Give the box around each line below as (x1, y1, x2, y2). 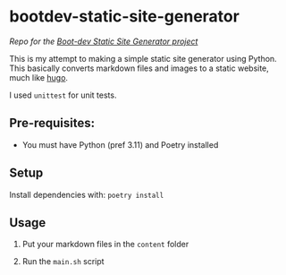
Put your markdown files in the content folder (21, 239, 189, 250)
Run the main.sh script (21, 256, 105, 267)
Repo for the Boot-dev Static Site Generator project (9, 36, 198, 47)
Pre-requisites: (9, 116, 96, 131)
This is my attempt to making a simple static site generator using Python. (9, 53, 277, 64)
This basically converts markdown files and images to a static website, (9, 63, 270, 73)
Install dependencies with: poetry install (9, 189, 164, 200)
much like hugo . (9, 72, 69, 82)
